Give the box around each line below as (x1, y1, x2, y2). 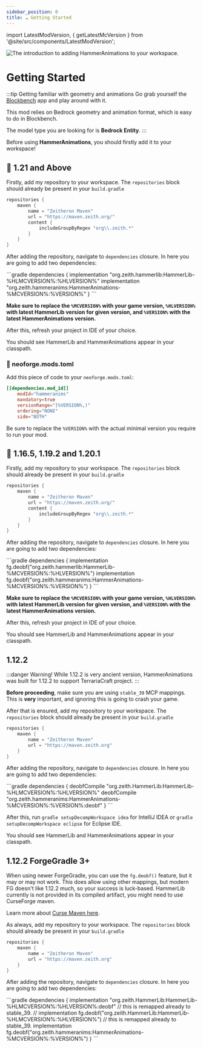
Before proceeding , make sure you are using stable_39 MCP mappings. (6, 689, 186, 697)
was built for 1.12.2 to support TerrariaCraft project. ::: (6, 677, 139, 685)
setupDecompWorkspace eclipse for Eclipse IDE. (6, 820, 122, 827)
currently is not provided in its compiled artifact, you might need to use (6, 891, 184, 898)
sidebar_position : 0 (6, 8, 59, 15)
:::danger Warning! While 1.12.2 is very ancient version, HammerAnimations (6, 671, 193, 678)
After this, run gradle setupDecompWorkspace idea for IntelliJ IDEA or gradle (6, 814, 193, 821)
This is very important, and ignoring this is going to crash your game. (6, 695, 179, 703)
